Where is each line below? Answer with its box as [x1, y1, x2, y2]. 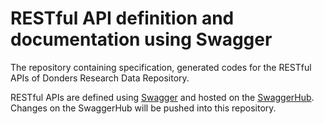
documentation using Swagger [10, 28, 273, 51]
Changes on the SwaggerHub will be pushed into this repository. [10, 102, 277, 114]
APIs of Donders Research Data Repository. [10, 72, 190, 84]
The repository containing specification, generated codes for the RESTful [10, 61, 312, 73]
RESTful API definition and [10, 7, 235, 30]
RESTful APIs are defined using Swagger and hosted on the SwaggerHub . [10, 91, 315, 103]
